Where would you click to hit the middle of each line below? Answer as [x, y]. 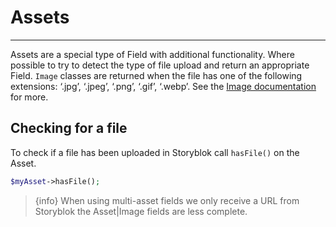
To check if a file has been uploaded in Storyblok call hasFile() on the [155, 152]
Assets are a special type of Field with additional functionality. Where [152, 54]
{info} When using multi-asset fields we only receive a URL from [167, 200]
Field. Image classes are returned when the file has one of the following [156, 75]
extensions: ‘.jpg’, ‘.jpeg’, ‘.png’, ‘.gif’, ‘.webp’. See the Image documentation [163, 86]
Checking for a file [69, 128]
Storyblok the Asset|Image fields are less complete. [141, 211]
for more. [29, 97]
